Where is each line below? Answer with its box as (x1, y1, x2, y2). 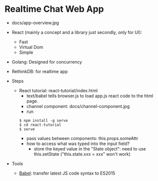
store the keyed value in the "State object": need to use (33, 145, 146, 151)
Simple (19, 49, 33, 55)
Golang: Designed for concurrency (11, 59, 82, 65)
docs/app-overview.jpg (11, 20, 60, 26)
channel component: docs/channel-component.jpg (26, 103, 130, 109)
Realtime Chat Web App (4, 3, 104, 15)
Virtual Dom (19, 44, 43, 50)
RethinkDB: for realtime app (11, 68, 68, 74)
